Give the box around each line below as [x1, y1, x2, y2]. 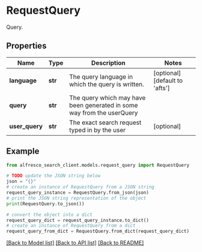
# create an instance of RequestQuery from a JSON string [6, 184, 155, 190]
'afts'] [153, 83, 170, 92]
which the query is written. [69, 80, 144, 88]
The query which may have [69, 94, 146, 102]
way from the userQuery [69, 109, 138, 117]
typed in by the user [69, 125, 126, 134]
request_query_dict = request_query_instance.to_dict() [6, 217, 149, 223]
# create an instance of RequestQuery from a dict [6, 223, 136, 229]
